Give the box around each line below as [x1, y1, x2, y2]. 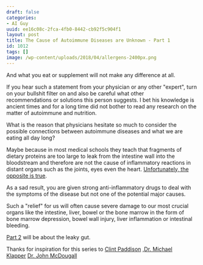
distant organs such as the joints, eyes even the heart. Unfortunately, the [6, 165, 189, 173]
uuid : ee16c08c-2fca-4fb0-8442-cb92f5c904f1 [6, 26, 121, 32]
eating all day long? [6, 134, 55, 141]
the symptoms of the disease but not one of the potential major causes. [6, 190, 186, 198]
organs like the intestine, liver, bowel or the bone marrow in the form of [6, 209, 185, 216]
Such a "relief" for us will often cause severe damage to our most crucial [6, 202, 189, 209]
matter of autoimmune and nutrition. [6, 109, 97, 116]
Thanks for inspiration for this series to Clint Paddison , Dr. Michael [6, 245, 173, 253]
